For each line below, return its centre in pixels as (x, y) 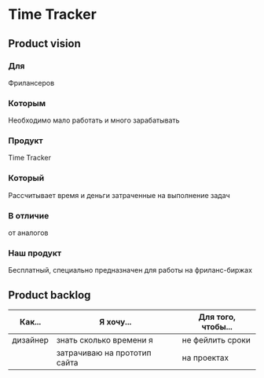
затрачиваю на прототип (104, 353)
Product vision (44, 44)
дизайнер (31, 340)
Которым (27, 103)
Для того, (217, 317)
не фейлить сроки (216, 340)
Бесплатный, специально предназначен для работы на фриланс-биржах (130, 270)
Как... (30, 322)
